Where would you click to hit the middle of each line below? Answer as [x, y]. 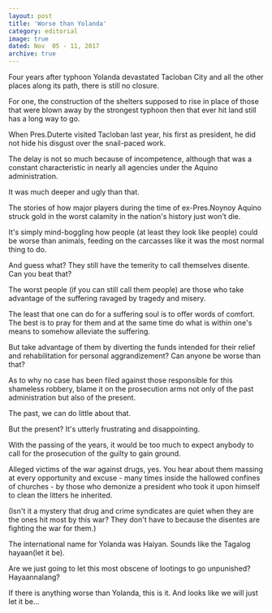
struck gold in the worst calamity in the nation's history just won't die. [125, 216]
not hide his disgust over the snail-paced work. [87, 143]
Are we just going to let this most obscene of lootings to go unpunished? [130, 568]
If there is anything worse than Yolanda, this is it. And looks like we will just [133, 593]
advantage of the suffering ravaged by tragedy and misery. [107, 298]
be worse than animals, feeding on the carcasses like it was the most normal [136, 241]
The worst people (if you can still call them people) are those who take [126, 289]
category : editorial [43, 31]
